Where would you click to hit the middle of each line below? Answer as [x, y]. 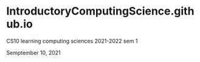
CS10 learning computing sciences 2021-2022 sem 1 [72, 41]
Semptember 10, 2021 [33, 52]
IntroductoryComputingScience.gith [100, 11]
